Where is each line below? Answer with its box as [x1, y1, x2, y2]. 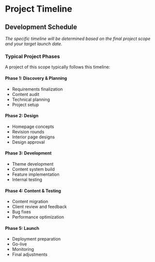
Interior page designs [12, 134, 55, 140]
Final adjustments [12, 252, 47, 258]
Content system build [12, 166, 55, 172]
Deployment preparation [12, 236, 61, 242]
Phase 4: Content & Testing [5, 187, 62, 193]
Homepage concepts [12, 123, 54, 130]
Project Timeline [5, 3, 73, 15]
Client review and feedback [12, 204, 67, 210]
